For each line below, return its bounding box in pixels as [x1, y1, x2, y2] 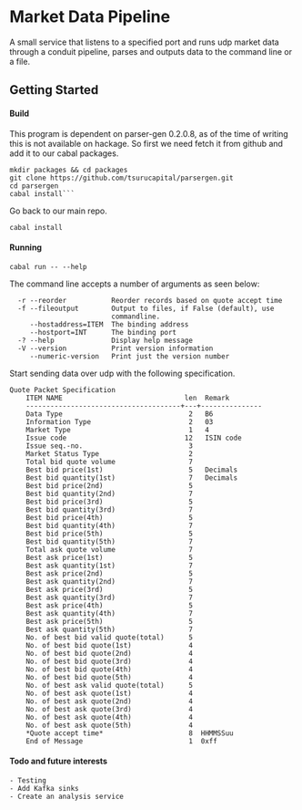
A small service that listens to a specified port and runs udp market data [9, 36, 279, 47]
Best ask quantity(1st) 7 [25, 561, 194, 570]
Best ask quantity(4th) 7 [25, 608, 194, 618]
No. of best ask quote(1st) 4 [25, 689, 194, 698]
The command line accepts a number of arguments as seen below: [9, 278, 260, 289]
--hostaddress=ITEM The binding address [29, 319, 189, 329]
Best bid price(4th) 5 [25, 513, 194, 522]
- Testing [9, 775, 47, 785]
